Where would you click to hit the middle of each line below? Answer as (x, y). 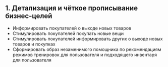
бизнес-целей (29, 16)
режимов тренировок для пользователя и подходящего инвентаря (85, 54)
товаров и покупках (34, 44)
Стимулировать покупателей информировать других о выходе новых (88, 38)
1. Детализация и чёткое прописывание (71, 8)
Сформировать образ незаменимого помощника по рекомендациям (87, 49)
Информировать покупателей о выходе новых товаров (72, 28)
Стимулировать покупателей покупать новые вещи (68, 33)
